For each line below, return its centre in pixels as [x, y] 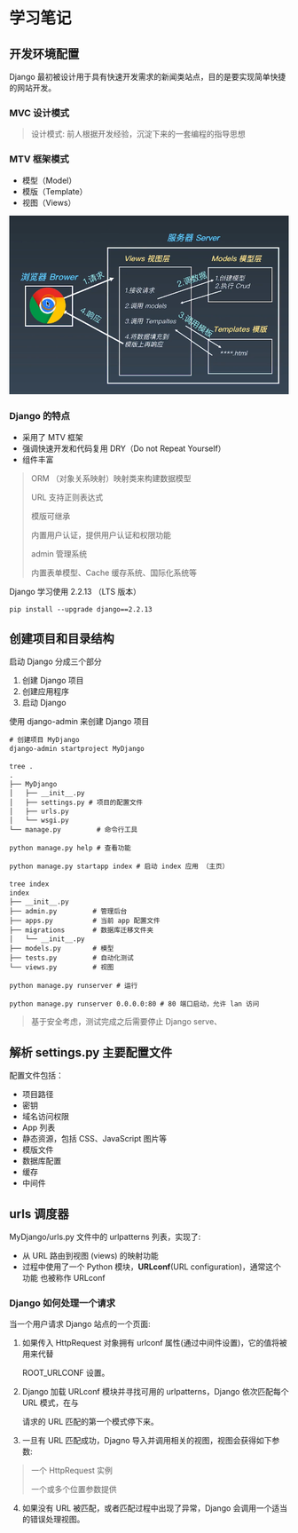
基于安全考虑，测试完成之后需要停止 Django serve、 [126, 1022]
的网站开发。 [32, 88]
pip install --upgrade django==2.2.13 [81, 609]
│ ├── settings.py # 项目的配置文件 [76, 803]
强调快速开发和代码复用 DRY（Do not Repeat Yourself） [124, 448]
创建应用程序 [45, 691]
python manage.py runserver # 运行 [74, 986]
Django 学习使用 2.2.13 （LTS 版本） [75, 591]
